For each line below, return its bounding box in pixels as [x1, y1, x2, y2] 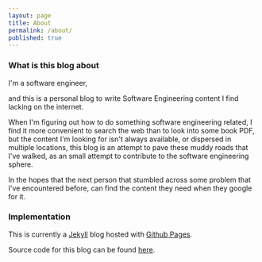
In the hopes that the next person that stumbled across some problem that [8, 175, 252, 184]
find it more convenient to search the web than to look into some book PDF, [8, 125, 256, 135]
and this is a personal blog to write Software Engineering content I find [8, 93, 239, 103]
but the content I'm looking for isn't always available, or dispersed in [8, 134, 232, 144]
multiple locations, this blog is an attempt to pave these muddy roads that [8, 142, 249, 152]
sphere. [8, 160, 33, 169]
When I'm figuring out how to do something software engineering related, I [8, 117, 252, 127]
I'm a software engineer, [8, 78, 88, 87]
